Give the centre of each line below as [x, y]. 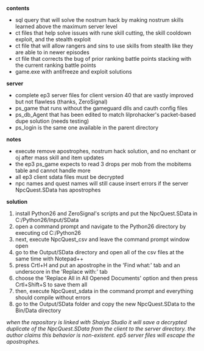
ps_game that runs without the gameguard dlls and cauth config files [101, 108]
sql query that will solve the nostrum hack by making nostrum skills [99, 20]
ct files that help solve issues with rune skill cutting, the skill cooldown [103, 33]
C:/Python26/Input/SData [47, 220]
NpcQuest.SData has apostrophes [58, 190]
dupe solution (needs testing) [52, 121]
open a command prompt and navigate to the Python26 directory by [100, 226]
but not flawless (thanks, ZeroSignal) [61, 102]
